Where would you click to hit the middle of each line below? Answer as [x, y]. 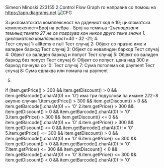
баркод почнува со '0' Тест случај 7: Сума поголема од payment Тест [80, 65]
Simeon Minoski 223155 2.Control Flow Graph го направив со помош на [81, 7]
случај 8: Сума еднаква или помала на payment [57, 71]
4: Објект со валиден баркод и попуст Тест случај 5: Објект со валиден [82, 54]
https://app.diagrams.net [31, 13]
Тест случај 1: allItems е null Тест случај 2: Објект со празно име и [76, 44]
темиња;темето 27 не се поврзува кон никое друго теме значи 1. [75, 33]
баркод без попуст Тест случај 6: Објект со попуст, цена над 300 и [77, 60]
